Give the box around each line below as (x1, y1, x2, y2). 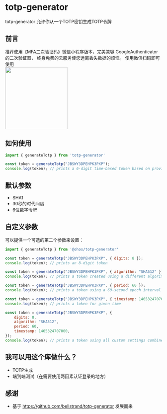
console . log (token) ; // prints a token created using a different (5, 274, 146, 279)
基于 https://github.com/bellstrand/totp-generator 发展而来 (12, 403, 133, 409)
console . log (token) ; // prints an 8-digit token (5, 260, 108, 265)
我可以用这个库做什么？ (5, 353, 77, 361)
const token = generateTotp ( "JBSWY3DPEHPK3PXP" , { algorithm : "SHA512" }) (5, 269, 164, 274)
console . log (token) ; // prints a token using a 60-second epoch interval (5, 288, 162, 293)
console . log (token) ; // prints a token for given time (5, 301, 121, 306)
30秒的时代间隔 (12, 201, 45, 206)
